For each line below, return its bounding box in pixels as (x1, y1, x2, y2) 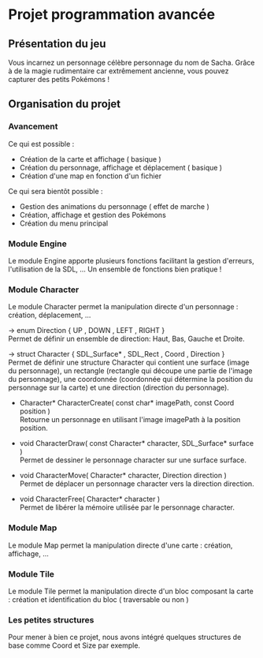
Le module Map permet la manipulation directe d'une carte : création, (8, 540, 233, 550)
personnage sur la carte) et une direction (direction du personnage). (8, 383, 230, 392)
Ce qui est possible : (8, 139, 75, 148)
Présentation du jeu (8, 37, 106, 50)
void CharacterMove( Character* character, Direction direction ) (19, 471, 227, 480)
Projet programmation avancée (8, 6, 215, 24)
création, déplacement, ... (8, 310, 91, 320)
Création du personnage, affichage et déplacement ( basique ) (19, 163, 223, 172)
